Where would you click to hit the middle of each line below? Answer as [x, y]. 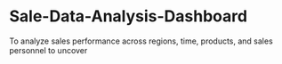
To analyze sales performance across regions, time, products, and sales [141, 41]
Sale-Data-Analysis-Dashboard [128, 16]
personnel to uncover [48, 50]
